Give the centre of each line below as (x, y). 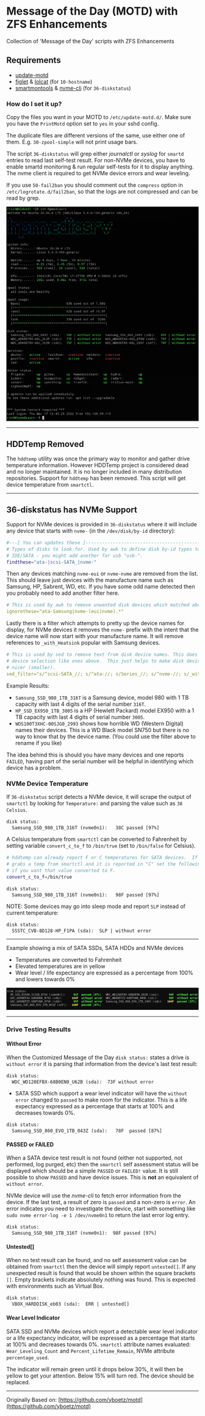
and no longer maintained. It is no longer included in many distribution (94, 472)
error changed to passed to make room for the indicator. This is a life (101, 1100)
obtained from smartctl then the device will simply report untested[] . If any (101, 1267)
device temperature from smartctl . (50, 485)
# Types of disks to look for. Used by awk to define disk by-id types (99, 549)
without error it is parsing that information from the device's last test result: (102, 1064)
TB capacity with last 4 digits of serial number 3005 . (80, 717)
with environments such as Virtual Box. (55, 1286)
